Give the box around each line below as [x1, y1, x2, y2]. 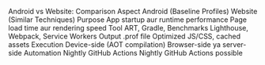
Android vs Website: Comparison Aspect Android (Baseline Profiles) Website [8, 7, 258, 16]
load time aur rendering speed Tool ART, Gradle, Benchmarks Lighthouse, [8, 23, 249, 32]
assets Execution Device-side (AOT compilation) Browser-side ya [8, 40, 221, 49]
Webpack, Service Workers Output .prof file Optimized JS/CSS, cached [8, 31, 241, 41]
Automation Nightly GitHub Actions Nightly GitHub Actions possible [23, 49, 243, 57]
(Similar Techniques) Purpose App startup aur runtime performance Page [8, 15, 248, 24]
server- [222, 40, 247, 49]
